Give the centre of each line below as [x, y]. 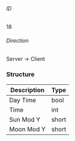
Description [27, 90]
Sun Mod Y [25, 119]
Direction [17, 40]
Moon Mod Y [28, 129]
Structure [20, 75]
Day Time [23, 100]
